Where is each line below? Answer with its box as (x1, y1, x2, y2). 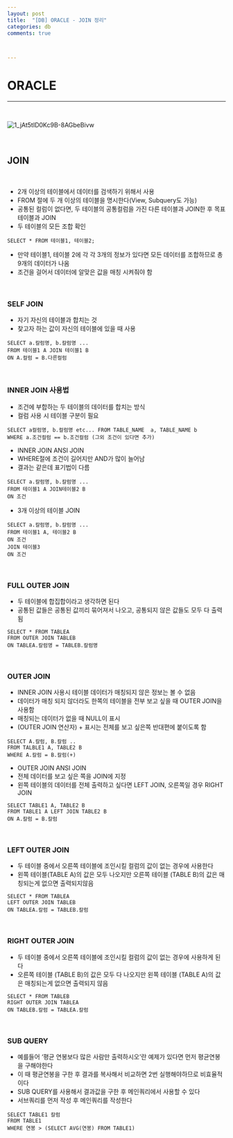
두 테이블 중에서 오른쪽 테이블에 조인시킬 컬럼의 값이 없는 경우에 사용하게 (17, 953, 214, 961)
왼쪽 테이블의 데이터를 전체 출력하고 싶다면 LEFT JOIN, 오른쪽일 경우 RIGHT (17, 781, 224, 789)
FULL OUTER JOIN (7, 580, 70, 590)
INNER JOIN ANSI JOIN (17, 446, 85, 455)
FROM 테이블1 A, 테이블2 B (7, 528, 76, 536)
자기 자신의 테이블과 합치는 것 (17, 316, 97, 324)
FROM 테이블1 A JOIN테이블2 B (7, 485, 86, 493)
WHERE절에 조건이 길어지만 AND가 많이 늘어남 (17, 454, 146, 463)
